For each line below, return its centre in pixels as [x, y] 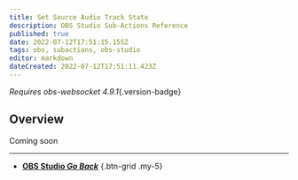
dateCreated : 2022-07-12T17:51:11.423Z [83, 67]
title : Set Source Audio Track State [79, 17]
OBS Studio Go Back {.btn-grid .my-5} [92, 166]
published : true [39, 34]
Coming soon [34, 140]
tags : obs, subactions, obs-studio [75, 50]
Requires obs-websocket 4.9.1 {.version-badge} [95, 91]
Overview [37, 120]
